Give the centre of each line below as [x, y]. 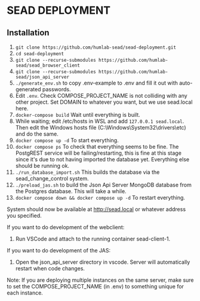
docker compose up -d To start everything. [67, 140]
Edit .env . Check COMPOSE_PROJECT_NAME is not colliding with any [101, 96]
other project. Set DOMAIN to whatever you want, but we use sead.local [104, 102]
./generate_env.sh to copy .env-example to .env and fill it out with [96, 83]
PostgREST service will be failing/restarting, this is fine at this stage [98, 153]
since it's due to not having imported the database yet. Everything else [102, 159]
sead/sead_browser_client [47, 65]
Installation [28, 33]
